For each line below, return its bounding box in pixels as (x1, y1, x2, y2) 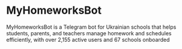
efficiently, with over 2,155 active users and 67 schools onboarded (6, 36, 170, 43)
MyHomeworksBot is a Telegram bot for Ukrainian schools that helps (6, 23, 177, 30)
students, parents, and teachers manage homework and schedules (6, 29, 172, 36)
